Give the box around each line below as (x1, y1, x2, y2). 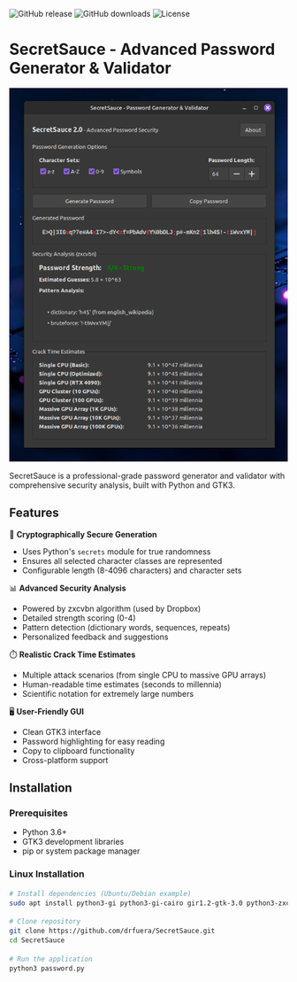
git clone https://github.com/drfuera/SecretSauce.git (9, 926, 216, 936)
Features (9, 506, 59, 521)
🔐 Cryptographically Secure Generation (9, 529, 157, 539)
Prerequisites (9, 807, 68, 819)
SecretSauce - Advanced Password (9, 40, 276, 59)
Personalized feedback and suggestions (21, 631, 169, 642)
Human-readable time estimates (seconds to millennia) (21, 678, 223, 690)
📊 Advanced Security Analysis (9, 583, 126, 593)
